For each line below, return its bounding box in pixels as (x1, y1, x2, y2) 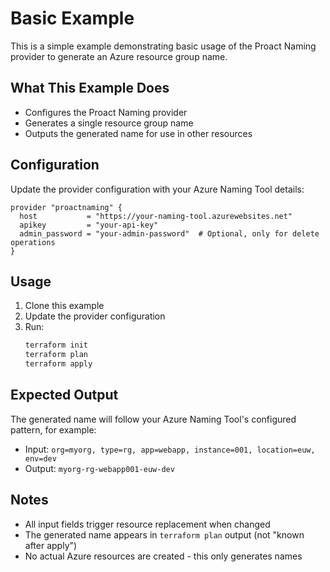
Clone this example (24, 300, 105, 312)
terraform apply (24, 359, 93, 369)
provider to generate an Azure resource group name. (10, 50, 228, 62)
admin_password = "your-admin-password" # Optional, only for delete (19, 228, 320, 239)
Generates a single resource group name (24, 117, 194, 129)
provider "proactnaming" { (10, 202, 123, 212)
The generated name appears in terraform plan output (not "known (24, 528, 305, 541)
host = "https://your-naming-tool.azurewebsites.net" (19, 211, 293, 221)
